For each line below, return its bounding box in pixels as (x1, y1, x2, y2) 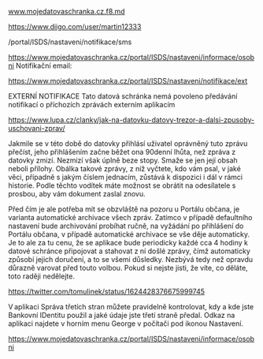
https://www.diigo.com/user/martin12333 (8, 22, 142, 31)
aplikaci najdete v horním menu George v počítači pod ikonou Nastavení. (8, 319, 244, 328)
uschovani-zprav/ (8, 124, 65, 133)
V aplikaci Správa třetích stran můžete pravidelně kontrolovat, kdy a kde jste (8, 302, 254, 311)
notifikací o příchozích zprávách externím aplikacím (8, 100, 176, 109)
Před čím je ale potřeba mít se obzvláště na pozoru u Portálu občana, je (8, 204, 240, 214)
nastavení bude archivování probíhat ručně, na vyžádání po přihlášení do (8, 221, 244, 230)
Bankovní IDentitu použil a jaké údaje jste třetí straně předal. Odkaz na (8, 311, 235, 320)
